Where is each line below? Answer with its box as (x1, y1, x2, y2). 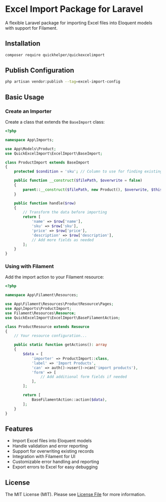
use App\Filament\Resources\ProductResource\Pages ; (5, 301, 114, 307)
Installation (5, 40, 41, 48)
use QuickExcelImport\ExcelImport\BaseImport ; (5, 151, 103, 156)
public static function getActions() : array (14, 342, 107, 347)
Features (5, 424, 33, 433)
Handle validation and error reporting (12, 443, 88, 449)
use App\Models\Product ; (5, 146, 56, 151)
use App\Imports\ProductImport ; (5, 306, 72, 311)
